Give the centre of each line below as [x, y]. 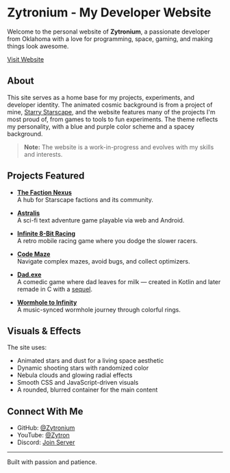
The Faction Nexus [44, 192]
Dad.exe [29, 274]
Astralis [28, 213]
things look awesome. [38, 46]
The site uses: [27, 348]
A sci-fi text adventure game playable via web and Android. [101, 220]
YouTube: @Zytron [43, 435]
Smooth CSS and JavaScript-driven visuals [78, 383]
